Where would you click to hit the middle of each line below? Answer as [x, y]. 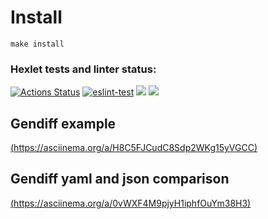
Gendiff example [63, 123]
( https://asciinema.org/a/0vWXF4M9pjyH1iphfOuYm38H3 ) [131, 203]
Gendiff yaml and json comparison [120, 179]
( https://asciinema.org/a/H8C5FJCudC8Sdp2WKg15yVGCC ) [134, 148]
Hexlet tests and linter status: [83, 69]
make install [37, 44]
